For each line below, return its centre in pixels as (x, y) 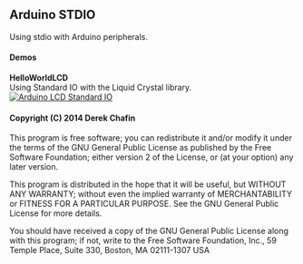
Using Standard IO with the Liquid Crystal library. (101, 88)
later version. (34, 167)
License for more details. (56, 213)
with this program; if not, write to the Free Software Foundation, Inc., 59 (143, 240)
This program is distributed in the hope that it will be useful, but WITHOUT (148, 184)
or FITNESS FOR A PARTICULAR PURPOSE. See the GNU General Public (144, 204)
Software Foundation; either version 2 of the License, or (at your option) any (151, 157)
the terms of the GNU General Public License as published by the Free (141, 148)
